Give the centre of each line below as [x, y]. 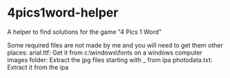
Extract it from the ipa [38, 67]
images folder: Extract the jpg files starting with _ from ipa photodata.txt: [110, 59]
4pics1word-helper [63, 13]
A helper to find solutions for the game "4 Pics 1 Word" [84, 32]
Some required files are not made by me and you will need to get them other [115, 45]
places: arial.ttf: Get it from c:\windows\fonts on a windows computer [105, 52]
